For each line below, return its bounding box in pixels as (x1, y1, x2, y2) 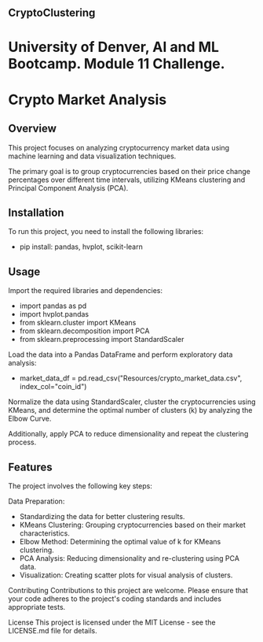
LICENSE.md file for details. (8, 626, 97, 636)
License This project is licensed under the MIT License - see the (8, 618, 216, 627)
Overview (8, 122, 57, 135)
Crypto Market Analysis (8, 91, 167, 109)
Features (8, 460, 53, 473)
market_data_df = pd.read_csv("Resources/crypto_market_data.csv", (19, 373, 243, 383)
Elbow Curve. (8, 414, 52, 424)
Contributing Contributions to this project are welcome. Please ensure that (8, 586, 249, 596)
